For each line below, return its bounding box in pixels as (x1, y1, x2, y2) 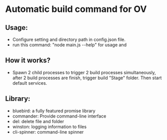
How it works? (5, 56, 51, 65)
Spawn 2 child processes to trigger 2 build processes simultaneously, (12, 69, 156, 75)
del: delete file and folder (12, 118, 64, 124)
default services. (12, 80, 47, 86)
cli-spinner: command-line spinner (12, 129, 84, 135)
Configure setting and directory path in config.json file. (12, 36, 126, 42)
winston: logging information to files (12, 124, 86, 130)
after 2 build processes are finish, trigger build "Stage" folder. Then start (12, 75, 162, 81)
